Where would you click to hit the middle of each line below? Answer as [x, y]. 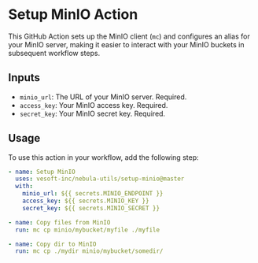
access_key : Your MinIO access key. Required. [94, 105]
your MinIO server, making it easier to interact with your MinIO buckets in [126, 44]
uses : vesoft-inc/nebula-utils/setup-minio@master [100, 179]
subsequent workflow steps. [54, 53]
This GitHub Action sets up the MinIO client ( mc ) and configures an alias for [129, 36]
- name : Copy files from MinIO [59, 222]
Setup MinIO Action [73, 15]
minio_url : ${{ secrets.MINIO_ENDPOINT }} [93, 194]
